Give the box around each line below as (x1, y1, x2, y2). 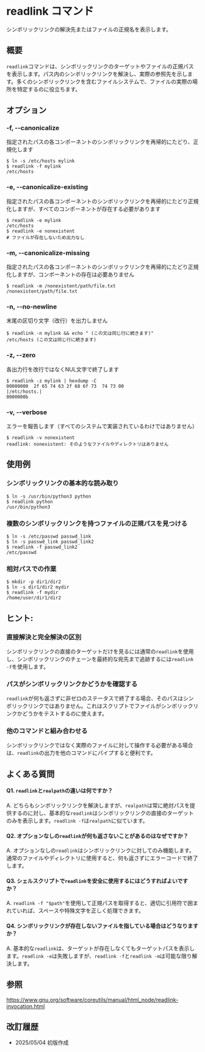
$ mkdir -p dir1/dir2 (6, 579, 62, 585)
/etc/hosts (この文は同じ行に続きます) (6, 337, 96, 343)
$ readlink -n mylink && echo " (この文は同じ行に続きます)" (6, 331, 154, 337)
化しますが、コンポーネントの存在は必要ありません (6, 271, 135, 278)
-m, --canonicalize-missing (6, 248, 90, 257)
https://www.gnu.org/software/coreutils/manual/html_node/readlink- (6, 996, 179, 1003)
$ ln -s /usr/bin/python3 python (6, 493, 92, 499)
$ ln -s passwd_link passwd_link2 (6, 539, 95, 545)
